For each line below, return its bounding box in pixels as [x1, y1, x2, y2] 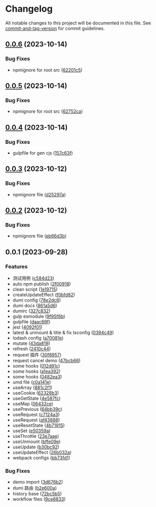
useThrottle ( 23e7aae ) [12, 433, 59, 439]
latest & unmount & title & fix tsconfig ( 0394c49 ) [12, 330, 114, 336]
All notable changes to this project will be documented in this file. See [5, 20, 151, 26]
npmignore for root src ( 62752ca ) [12, 108, 83, 114]
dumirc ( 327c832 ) [12, 308, 51, 314]
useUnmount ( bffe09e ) [12, 438, 61, 445]
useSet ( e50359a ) [12, 428, 51, 434]
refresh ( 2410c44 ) [12, 346, 51, 352]
